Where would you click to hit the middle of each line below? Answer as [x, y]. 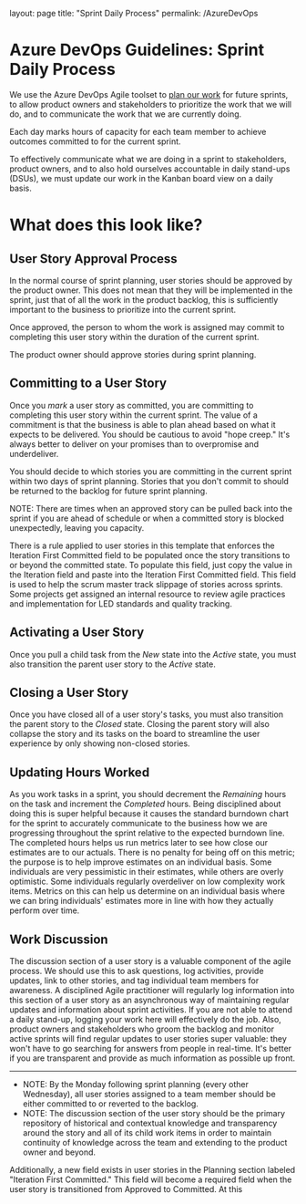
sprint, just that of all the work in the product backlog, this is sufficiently [144, 299]
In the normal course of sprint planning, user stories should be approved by [151, 280]
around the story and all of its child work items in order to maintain [147, 1133]
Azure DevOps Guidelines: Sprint [137, 50]
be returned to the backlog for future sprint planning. [108, 491]
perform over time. [45, 910]
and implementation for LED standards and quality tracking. [121, 603]
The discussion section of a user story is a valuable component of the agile [150, 961]
